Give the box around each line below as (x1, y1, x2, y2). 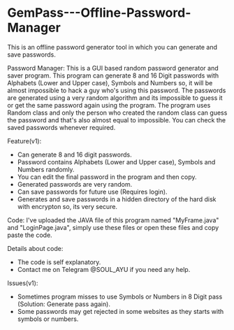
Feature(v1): (7, 136, 42, 145)
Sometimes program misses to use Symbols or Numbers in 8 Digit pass (17, 292, 223, 301)
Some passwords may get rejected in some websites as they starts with (17, 307, 224, 315)
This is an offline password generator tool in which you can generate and (7, 43, 218, 51)
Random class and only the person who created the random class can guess (7, 108, 228, 117)
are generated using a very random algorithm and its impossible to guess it (7, 93, 223, 102)
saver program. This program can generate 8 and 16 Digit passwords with (7, 71, 219, 80)
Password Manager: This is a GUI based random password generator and (7, 64, 219, 72)
